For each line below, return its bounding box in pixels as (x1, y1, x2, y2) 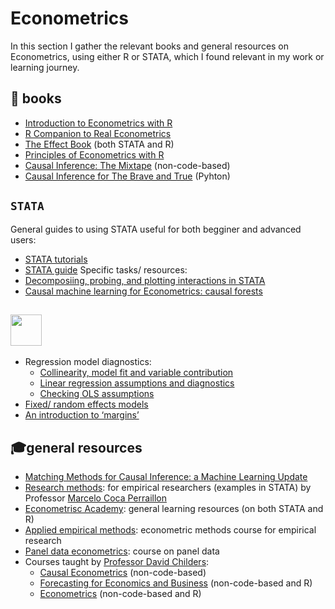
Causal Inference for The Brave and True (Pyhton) (24, 170, 231, 182)
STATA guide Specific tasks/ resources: (24, 263, 188, 276)
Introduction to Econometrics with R (24, 117, 173, 129)
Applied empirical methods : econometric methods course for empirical (24, 524, 317, 536)
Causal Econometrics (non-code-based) (39, 567, 207, 579)
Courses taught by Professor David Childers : (24, 556, 210, 568)
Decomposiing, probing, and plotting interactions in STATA (24, 274, 266, 286)
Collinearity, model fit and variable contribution (39, 367, 234, 379)
